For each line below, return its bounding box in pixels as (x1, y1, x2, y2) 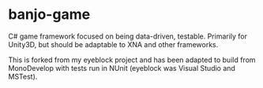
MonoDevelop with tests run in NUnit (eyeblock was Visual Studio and (8, 63, 235, 72)
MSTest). (8, 71, 38, 81)
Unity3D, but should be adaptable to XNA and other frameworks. (8, 39, 219, 49)
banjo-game (8, 5, 91, 24)
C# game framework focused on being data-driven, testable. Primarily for (8, 31, 247, 41)
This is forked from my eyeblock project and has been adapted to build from (8, 55, 256, 64)
